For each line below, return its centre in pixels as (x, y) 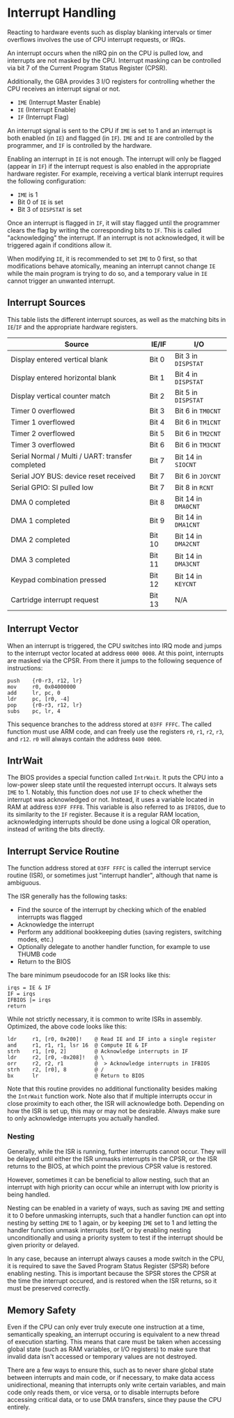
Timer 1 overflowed (43, 422)
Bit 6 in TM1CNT (198, 422)
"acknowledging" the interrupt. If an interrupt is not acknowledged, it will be (116, 238)
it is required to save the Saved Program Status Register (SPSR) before (109, 1266)
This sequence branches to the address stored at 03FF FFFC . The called (110, 724)
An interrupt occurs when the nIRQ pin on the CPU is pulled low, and (105, 53)
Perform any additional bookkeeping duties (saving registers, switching (119, 932)
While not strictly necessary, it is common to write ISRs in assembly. (105, 1019)
